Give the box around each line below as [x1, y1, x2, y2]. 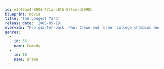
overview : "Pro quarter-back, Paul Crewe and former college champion [5, 25, 152, 30]
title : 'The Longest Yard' [5, 16, 60, 21]
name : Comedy [14, 43, 41, 48]
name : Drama [14, 57, 38, 62]
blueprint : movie [5, 12, 41, 17]
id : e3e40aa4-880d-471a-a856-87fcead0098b [5, 7, 93, 12]
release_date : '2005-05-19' [5, 20, 62, 26]
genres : [5, 30, 21, 34]
